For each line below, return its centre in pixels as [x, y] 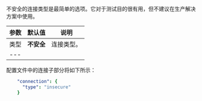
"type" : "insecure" [46, 87]
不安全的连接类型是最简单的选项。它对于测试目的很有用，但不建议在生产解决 [101, 9]
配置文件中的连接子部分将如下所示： [51, 70]
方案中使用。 [22, 16]
